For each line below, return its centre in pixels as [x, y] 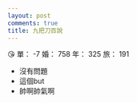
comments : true [33, 23]
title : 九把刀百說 [35, 30]
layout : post [29, 16]
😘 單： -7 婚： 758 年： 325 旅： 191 [68, 54]
